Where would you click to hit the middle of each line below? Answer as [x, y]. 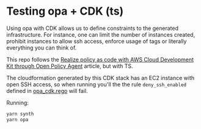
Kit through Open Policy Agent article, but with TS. [70, 66]
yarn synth [20, 114]
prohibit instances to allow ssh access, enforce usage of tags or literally [97, 41]
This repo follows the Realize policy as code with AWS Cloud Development [100, 59]
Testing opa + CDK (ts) [65, 11]
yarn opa [17, 120]
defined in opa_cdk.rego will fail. [47, 90]
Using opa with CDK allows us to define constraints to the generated [93, 28]
